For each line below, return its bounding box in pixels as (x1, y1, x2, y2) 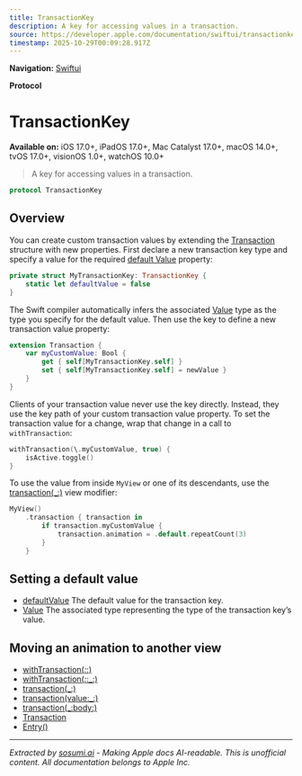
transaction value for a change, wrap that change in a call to (9, 417, 232, 428)
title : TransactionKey (9, 13, 94, 22)
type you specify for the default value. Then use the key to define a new (9, 314, 277, 325)
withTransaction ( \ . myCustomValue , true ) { (9, 444, 171, 454)
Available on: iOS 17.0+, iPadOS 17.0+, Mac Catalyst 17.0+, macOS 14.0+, (9, 141, 279, 153)
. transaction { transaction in (25, 513, 143, 522)
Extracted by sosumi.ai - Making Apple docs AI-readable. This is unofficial (9, 747, 286, 758)
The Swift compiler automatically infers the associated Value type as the (9, 304, 277, 315)
